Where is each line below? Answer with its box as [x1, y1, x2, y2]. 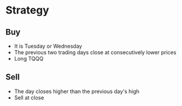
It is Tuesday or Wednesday [14, 42, 82, 49]
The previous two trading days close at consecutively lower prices [14, 49, 177, 56]
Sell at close [14, 94, 44, 101]
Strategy [5, 4, 50, 17]
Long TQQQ [14, 55, 44, 62]
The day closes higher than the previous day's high [14, 88, 140, 95]
